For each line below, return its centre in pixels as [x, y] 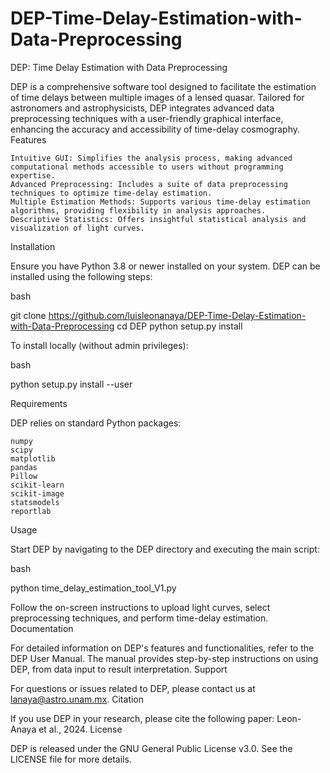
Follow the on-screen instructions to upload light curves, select [140, 607]
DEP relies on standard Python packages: [96, 423]
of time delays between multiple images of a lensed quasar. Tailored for [157, 97]
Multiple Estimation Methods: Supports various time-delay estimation [160, 202]
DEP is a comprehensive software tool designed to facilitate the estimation [163, 86]
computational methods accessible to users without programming [147, 167]
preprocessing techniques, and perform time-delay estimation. [139, 618]
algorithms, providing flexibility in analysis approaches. [138, 210]
